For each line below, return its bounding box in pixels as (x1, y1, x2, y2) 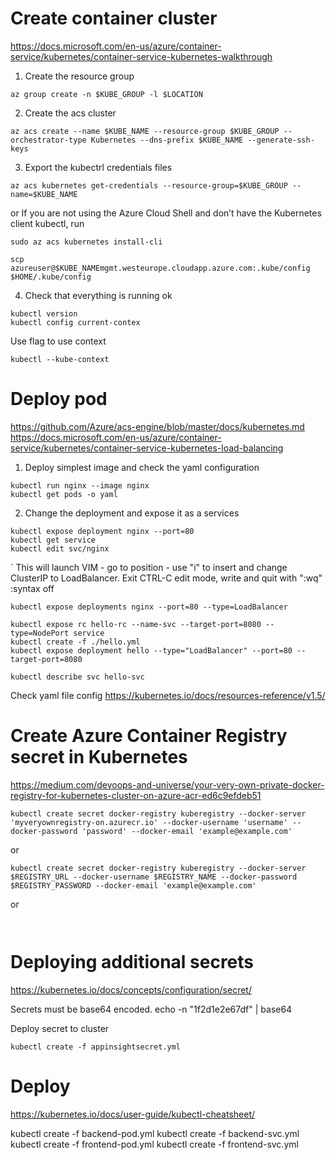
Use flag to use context (10, 335, 107, 347)
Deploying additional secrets (10, 951, 255, 973)
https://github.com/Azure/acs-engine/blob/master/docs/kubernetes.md (10, 420, 305, 432)
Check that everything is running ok (24, 289, 173, 301)
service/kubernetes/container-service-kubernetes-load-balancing (10, 442, 284, 454)
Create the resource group (24, 70, 135, 82)
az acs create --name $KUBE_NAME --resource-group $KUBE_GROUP (10, 126, 280, 136)
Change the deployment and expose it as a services (24, 507, 240, 519)
